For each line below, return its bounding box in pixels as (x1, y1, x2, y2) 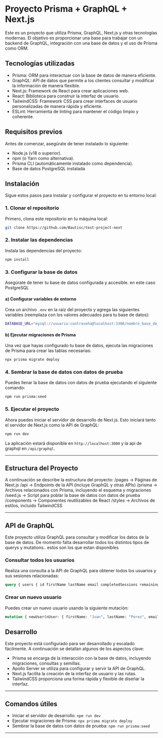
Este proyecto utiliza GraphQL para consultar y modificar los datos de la (5, 534, 149, 540)
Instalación (5, 179, 40, 188)
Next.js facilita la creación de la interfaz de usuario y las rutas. (12, 671, 137, 677)
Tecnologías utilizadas (5, 59, 75, 68)
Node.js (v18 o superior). (12, 150, 62, 156)
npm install (5, 257, 29, 262)
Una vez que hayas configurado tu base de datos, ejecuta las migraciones (5, 343, 153, 349)
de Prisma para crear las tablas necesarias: (5, 348, 92, 353)
